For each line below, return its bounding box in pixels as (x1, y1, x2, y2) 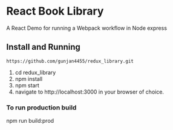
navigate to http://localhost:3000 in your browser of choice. (15, 88, 165, 95)
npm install (15, 75, 43, 83)
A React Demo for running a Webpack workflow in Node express (6, 24, 168, 32)
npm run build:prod (6, 117, 54, 125)
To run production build (6, 103, 77, 112)
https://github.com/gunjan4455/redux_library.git (6, 58, 134, 64)
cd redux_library (15, 69, 56, 76)
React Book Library (6, 4, 104, 18)
